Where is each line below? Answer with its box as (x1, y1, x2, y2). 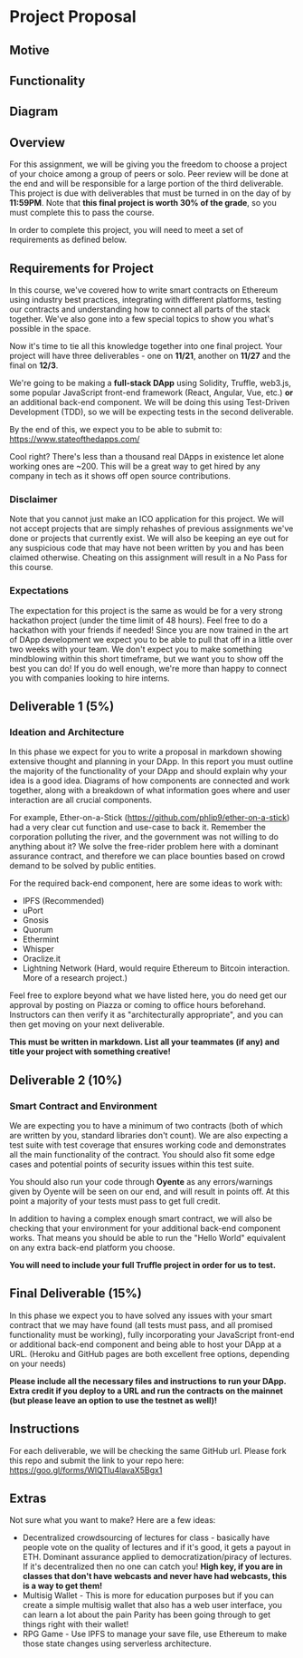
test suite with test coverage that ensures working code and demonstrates (9, 1139, 287, 1150)
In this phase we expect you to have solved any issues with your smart (9, 1310, 273, 1321)
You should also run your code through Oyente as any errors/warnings (9, 1176, 273, 1187)
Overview (9, 134, 66, 150)
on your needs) (9, 1358, 66, 1369)
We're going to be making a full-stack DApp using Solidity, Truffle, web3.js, (9, 377, 291, 388)
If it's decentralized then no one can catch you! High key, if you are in (22, 1561, 283, 1572)
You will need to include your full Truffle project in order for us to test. (9, 1259, 276, 1270)
